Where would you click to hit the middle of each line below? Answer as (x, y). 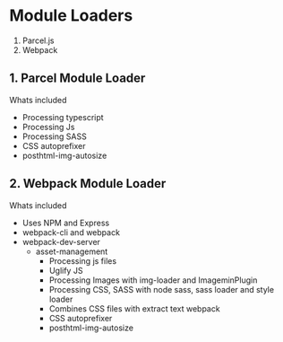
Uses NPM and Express (66, 223)
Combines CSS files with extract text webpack (135, 308)
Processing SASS (54, 136)
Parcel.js (39, 40)
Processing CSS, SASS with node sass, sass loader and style (162, 289)
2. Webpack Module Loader (88, 184)
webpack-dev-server (61, 241)
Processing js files (83, 260)
